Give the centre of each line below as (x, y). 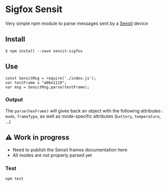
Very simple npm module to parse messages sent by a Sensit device (77, 23)
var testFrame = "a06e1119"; (36, 83)
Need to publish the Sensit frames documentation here (70, 150)
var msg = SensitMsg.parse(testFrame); (47, 87)
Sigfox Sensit (34, 9)
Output (14, 100)
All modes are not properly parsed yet (52, 155)
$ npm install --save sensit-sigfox (44, 51)
